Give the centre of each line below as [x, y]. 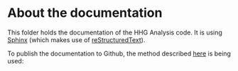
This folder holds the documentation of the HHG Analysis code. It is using [115, 32]
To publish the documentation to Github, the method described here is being [119, 53]
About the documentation [85, 13]
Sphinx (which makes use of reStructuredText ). [76, 39]
